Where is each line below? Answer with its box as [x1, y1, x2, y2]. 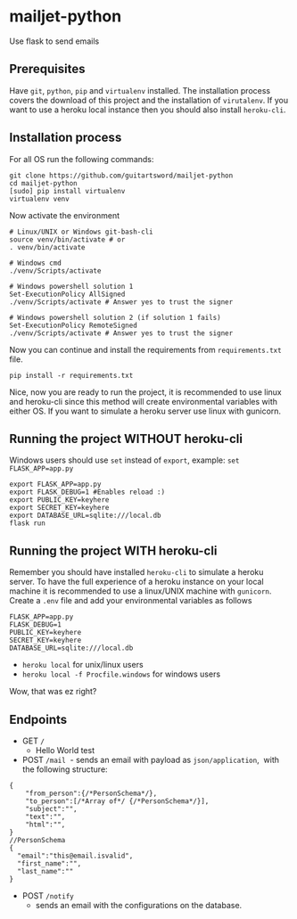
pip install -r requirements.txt [9, 371, 134, 380]
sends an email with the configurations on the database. [35, 900, 243, 910]
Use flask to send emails [9, 36, 100, 46]
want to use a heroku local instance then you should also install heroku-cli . [9, 104, 286, 115]
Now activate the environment [9, 209, 120, 220]
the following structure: [21, 764, 109, 775]
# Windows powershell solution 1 [9, 282, 134, 291]
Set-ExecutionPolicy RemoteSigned [9, 321, 138, 330]
